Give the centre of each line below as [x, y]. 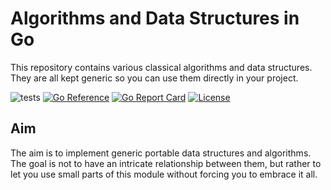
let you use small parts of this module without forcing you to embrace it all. [164, 174]
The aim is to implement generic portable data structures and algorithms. [161, 153]
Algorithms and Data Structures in [155, 18]
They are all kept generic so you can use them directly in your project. [154, 78]
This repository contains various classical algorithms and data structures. [161, 67]
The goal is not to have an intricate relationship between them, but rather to [166, 163]
